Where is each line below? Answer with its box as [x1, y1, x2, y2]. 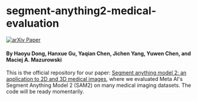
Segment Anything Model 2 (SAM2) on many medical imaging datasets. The [6, 82, 191, 89]
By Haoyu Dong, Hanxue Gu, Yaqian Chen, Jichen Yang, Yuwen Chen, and [6, 50, 191, 57]
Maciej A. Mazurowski [6, 56, 62, 63]
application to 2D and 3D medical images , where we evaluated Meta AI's [6, 76, 183, 83]
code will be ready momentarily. [6, 88, 85, 95]
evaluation [6, 17, 59, 30]
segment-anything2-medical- [6, 4, 157, 18]
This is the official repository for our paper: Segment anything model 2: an [6, 69, 187, 76]
